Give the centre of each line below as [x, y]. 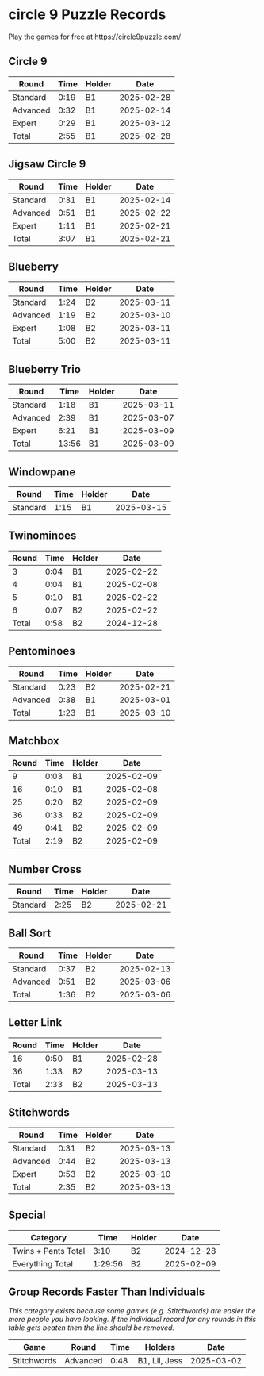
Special [27, 1215]
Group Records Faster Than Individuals [107, 1291]
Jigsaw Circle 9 [47, 164]
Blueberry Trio [45, 369]
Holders [160, 1347]
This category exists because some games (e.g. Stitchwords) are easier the [132, 1311]
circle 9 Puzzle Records [87, 15]
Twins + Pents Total [49, 1251]
